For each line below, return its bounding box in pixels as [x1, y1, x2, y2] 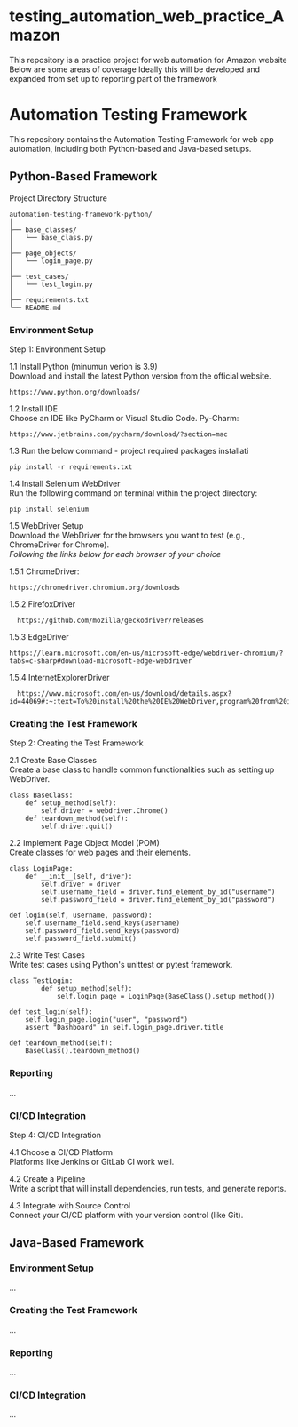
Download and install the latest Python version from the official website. [9, 371, 272, 381]
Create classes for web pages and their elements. [9, 847, 191, 858]
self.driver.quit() [41, 822, 114, 832]
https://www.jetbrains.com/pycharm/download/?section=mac [9, 429, 228, 439]
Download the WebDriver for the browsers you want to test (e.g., [9, 530, 246, 540]
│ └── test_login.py [9, 280, 93, 289]
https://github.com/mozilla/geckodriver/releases [17, 616, 204, 625]
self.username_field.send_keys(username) [25, 919, 180, 928]
